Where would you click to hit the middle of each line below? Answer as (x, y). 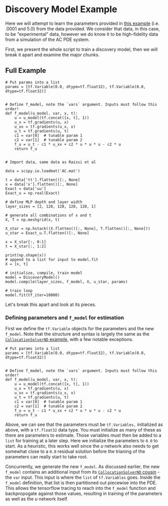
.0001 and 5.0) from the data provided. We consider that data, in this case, (83, 28)
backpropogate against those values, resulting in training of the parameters (84, 494)
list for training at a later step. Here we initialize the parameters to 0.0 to (81, 441)
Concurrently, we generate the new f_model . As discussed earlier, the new (82, 466)
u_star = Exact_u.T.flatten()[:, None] (47, 233)
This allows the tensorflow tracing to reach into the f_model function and (80, 488)
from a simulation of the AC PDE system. (48, 40)
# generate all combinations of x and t (49, 215)
